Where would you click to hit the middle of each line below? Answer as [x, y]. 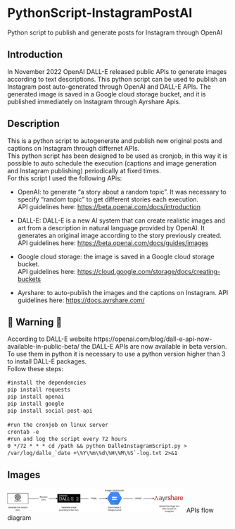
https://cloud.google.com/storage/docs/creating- [148, 271]
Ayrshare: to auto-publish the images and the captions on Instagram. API [123, 292]
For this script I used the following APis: [65, 178]
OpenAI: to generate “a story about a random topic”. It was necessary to [122, 192]
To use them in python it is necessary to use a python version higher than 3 [116, 354]
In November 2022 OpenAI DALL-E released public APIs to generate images [117, 71]
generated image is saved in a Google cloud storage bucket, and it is [107, 94]
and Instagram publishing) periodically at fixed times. [84, 170]
